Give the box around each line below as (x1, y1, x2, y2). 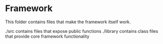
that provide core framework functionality (5, 33, 90, 39)
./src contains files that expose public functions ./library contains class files (5, 28, 159, 34)
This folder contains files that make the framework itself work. (5, 19, 131, 25)
